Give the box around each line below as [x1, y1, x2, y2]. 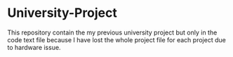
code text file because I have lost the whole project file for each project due [7, 35, 226, 44]
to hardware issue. [7, 43, 61, 51]
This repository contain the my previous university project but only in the [7, 28, 218, 37]
